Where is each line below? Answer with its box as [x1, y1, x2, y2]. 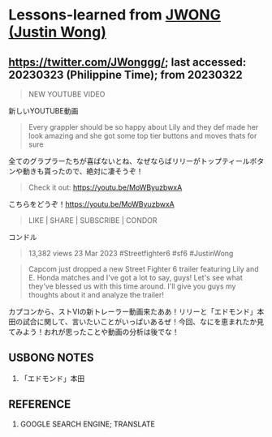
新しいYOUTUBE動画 [8, 106, 79, 115]
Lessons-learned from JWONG [8, 6, 221, 24]
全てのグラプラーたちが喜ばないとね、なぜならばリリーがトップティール [8, 156, 250, 165]
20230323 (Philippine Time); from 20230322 [8, 67, 243, 82]
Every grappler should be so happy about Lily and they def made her [28, 122, 259, 131]
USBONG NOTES [8, 351, 94, 365]
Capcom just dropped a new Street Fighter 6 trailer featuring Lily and [28, 264, 259, 273]
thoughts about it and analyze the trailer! [28, 290, 164, 299]
